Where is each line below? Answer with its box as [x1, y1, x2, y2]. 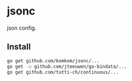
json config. [7, 24, 37, 31]
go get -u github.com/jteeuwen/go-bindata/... [7, 63, 127, 70]
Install [7, 42, 31, 52]
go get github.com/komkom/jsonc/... [7, 57, 100, 64]
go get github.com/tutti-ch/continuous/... [7, 69, 119, 75]
